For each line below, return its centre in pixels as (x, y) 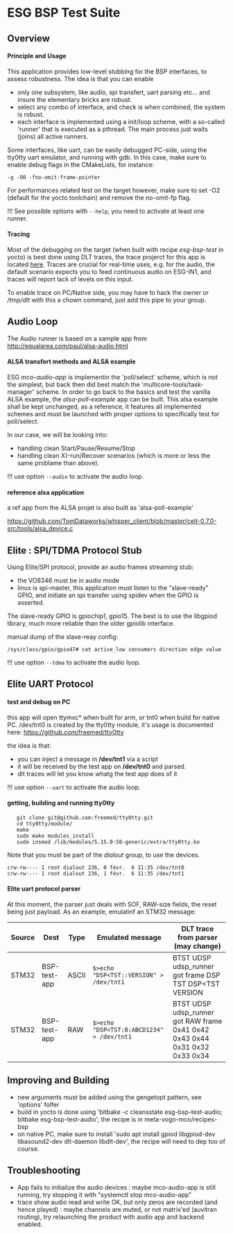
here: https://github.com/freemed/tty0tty (66, 732)
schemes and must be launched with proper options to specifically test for (113, 414)
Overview (29, 38)
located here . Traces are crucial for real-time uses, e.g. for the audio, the (111, 264)
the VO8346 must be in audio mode (68, 581)
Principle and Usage (37, 56)
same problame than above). (58, 463)
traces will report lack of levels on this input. (70, 279)
